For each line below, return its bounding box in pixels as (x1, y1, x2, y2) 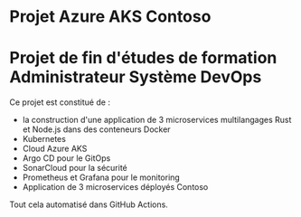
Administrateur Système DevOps (9, 67, 262, 88)
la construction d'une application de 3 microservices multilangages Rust (22, 115, 292, 126)
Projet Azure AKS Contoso (9, 6, 212, 27)
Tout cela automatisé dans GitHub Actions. (9, 199, 169, 210)
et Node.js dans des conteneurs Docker (22, 124, 171, 135)
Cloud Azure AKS (22, 143, 88, 155)
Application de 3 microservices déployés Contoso (22, 182, 209, 193)
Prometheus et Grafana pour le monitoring (22, 172, 181, 183)
